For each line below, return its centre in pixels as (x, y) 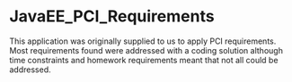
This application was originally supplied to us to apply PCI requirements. (143, 41)
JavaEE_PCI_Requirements (112, 16)
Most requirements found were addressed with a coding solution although (146, 50)
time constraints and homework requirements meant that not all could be (144, 60)
